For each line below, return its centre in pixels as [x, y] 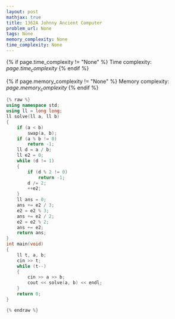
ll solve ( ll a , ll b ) [33, 117]
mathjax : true [24, 17]
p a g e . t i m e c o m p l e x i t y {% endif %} [48, 69]
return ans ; [32, 233]
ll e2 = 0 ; [30, 156]
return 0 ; [29, 294]
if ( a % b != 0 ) [37, 139]
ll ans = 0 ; [32, 200]
